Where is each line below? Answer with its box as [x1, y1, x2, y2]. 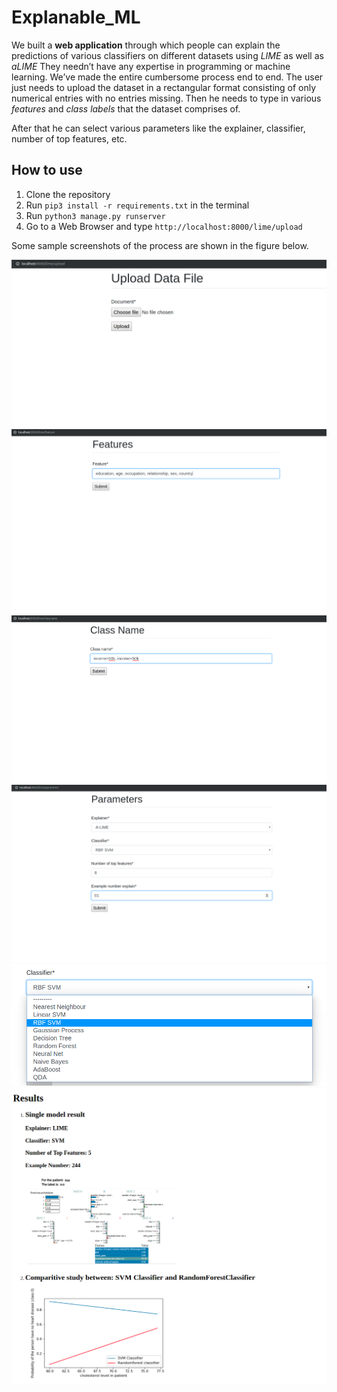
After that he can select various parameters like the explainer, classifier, [11, 122, 306, 134]
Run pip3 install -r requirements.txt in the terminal [25, 199, 250, 211]
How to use [11, 162, 83, 179]
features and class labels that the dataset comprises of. [11, 102, 241, 115]
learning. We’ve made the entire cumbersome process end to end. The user [11, 71, 324, 83]
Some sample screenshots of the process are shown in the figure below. [11, 239, 309, 251]
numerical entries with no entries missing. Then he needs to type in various [11, 92, 322, 104]
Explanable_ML [11, 6, 141, 29]
